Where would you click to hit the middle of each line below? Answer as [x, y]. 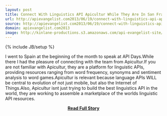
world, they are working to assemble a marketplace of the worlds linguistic [82, 93]
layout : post [19, 10]
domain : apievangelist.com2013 [38, 28]
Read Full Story [83, 108]
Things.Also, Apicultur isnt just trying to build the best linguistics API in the [82, 88]
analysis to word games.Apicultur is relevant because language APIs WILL [81, 78]
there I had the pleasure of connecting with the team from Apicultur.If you [80, 62]
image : [12, 33]
